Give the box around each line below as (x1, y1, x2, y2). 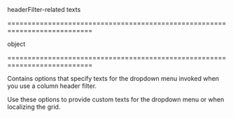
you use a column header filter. (7, 82, 97, 90)
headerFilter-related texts (7, 6, 81, 13)
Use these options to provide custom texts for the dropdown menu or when (7, 96, 225, 103)
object (7, 40, 26, 48)
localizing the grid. (7, 103, 61, 111)
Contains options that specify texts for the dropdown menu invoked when (7, 75, 219, 82)
